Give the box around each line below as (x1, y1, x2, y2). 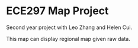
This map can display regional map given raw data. (6, 35, 130, 42)
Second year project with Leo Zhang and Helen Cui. (6, 24, 133, 31)
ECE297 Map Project (6, 4, 109, 18)
